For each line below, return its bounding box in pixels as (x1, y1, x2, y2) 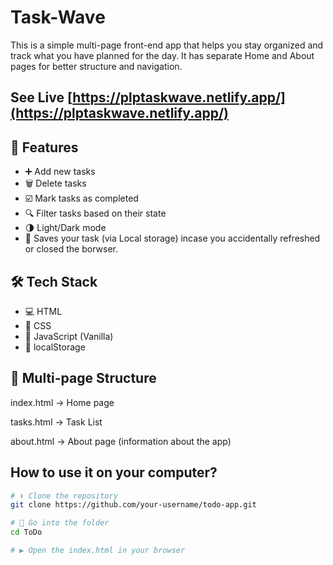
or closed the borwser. (24, 243, 118, 255)
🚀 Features (10, 139, 79, 156)
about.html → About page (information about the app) (10, 435, 232, 447)
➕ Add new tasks (24, 166, 96, 178)
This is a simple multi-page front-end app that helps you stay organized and (10, 39, 324, 51)
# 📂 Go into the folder (10, 518, 110, 528)
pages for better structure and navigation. (10, 60, 183, 72)
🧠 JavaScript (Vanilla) (24, 330, 114, 342)
